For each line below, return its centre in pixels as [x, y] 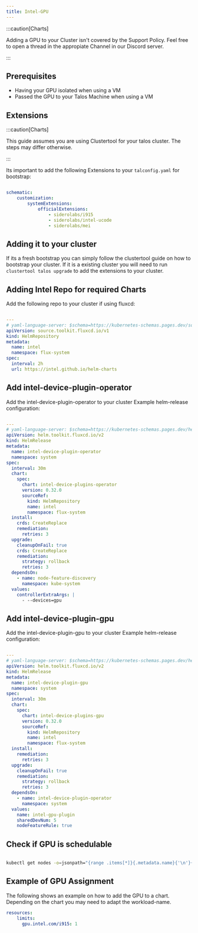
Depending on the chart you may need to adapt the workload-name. [89, 902]
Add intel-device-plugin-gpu [60, 619]
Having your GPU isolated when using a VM [67, 91]
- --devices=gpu [42, 600]
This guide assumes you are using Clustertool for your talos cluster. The [93, 141]
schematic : [19, 193]
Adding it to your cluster [52, 244]
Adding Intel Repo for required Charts [76, 290]
